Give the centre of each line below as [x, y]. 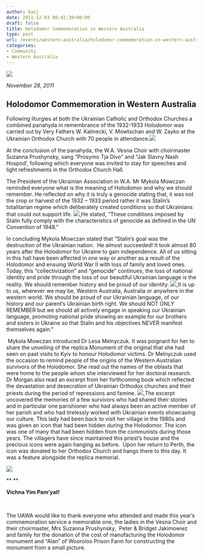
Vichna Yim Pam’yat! [33, 492]
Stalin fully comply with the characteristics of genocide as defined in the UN [101, 221]
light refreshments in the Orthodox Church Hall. [65, 170]
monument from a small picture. [46, 548]
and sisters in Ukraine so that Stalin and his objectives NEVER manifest [94, 323]
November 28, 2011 [30, 85]
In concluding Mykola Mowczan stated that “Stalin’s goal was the [87, 239]
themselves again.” [30, 329]
